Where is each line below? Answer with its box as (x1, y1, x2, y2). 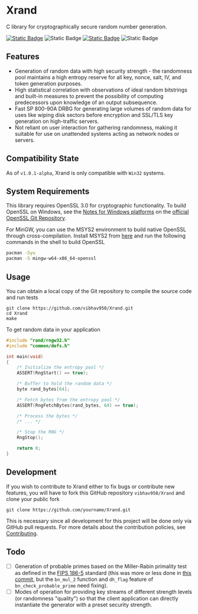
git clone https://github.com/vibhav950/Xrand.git (6, 305, 134, 311)
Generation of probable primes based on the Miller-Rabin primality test (14, 563, 187, 570)
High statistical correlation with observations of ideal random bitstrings (14, 86, 188, 93)
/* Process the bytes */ (17, 413, 78, 419)
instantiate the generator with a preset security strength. (14, 601, 152, 608)
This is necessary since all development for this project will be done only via (6, 517, 192, 524)
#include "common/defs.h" (6, 343, 70, 349)
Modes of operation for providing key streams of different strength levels (14, 588, 192, 595)
